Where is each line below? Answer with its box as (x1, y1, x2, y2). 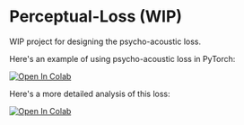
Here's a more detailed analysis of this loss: (9, 88, 170, 99)
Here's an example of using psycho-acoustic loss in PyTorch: (9, 53, 236, 64)
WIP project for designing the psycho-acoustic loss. (9, 36, 202, 47)
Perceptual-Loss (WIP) (9, 6, 182, 27)
